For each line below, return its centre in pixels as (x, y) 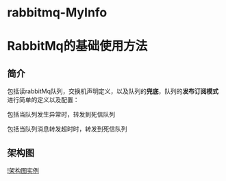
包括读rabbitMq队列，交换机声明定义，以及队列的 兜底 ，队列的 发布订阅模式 (113, 91)
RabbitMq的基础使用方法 (77, 46)
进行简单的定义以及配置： (43, 100)
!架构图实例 (23, 170)
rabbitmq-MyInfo (57, 13)
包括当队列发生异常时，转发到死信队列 (61, 114)
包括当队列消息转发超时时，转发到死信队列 (67, 129)
